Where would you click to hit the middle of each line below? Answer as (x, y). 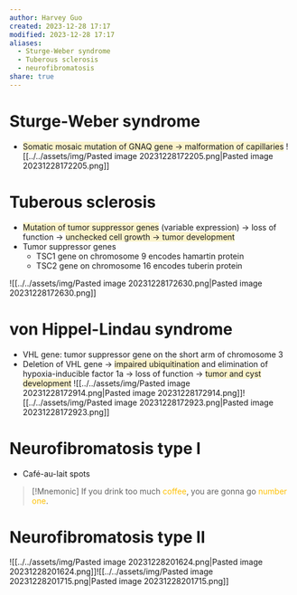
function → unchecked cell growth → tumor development (129, 237)
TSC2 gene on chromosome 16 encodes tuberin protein (139, 265)
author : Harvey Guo (46, 18)
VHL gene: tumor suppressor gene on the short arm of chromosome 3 (153, 354)
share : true (32, 77)
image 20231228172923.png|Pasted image (194, 402)
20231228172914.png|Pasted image (89, 392)
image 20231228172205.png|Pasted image (194, 156)
